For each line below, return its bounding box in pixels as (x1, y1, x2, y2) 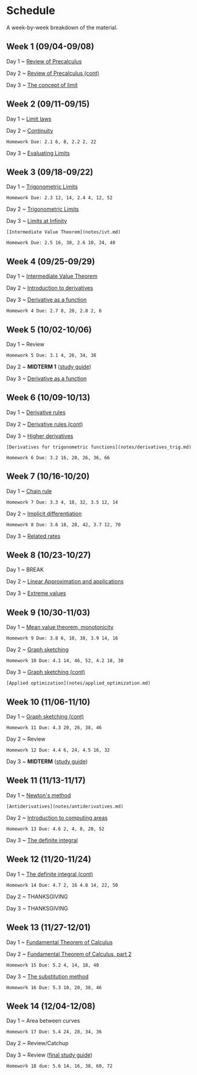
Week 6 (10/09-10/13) (6, 392, 91, 403)
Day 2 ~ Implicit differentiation (6, 510, 82, 517)
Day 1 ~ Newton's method (6, 791, 71, 798)
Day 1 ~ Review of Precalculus (6, 57, 82, 65)
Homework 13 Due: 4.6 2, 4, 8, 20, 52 (6, 826, 105, 832)
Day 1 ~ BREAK (6, 566, 44, 573)
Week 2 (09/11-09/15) (6, 99, 90, 110)
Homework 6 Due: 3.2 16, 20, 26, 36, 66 (6, 454, 111, 460)
